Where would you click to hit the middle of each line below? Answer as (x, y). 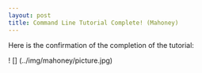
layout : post (30, 15)
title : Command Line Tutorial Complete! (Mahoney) (93, 23)
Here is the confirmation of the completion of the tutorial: (101, 45)
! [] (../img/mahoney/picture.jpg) (61, 60)
